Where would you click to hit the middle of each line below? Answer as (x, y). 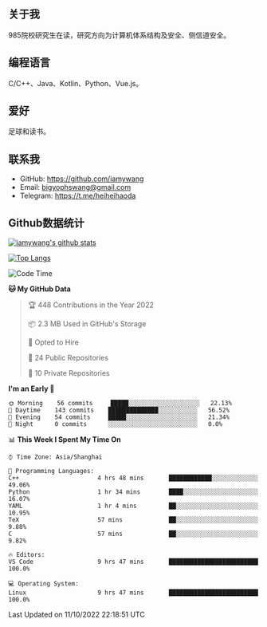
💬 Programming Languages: (51, 471)
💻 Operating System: (44, 584)
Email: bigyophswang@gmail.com (75, 187)
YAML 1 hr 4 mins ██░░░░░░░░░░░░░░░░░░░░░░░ (133, 506)
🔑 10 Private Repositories (69, 373)
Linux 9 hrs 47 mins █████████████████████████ (133, 593)
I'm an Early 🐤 (31, 388)
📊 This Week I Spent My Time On (65, 440)
